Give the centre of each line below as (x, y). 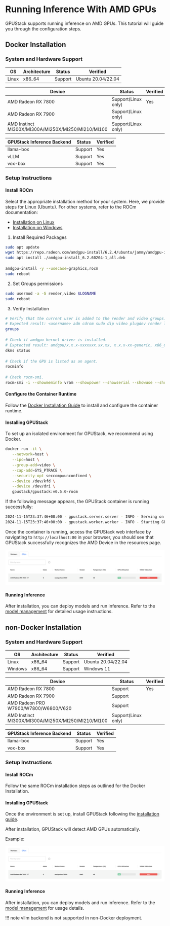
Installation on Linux (33, 222)
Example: (15, 839)
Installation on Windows (37, 227)
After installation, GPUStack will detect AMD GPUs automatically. (73, 829)
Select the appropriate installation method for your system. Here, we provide (85, 201)
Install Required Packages (39, 237)
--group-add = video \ (34, 465)
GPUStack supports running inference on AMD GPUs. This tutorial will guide (84, 23)
